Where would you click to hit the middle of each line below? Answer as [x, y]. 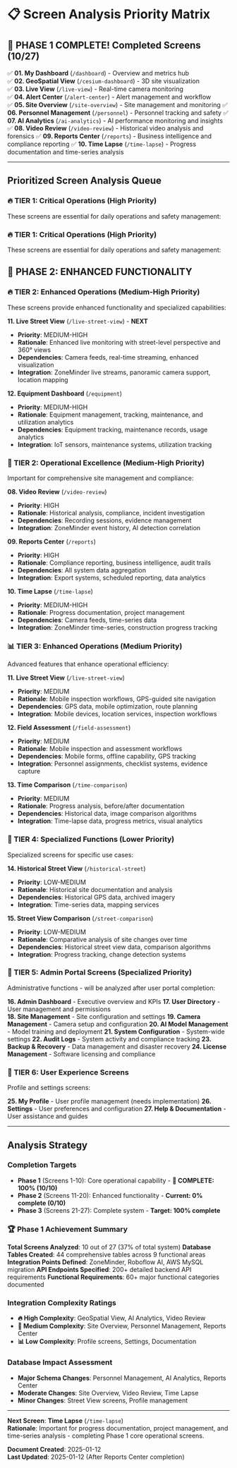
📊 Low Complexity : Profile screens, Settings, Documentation [107, 1342]
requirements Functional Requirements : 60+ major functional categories [114, 1277]
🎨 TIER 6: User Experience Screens [68, 1072]
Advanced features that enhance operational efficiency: [88, 664]
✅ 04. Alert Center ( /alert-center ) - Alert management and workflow [109, 97]
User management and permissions [59, 1009]
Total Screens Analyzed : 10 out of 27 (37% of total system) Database [109, 1247]
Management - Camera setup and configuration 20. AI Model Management [118, 1024]
